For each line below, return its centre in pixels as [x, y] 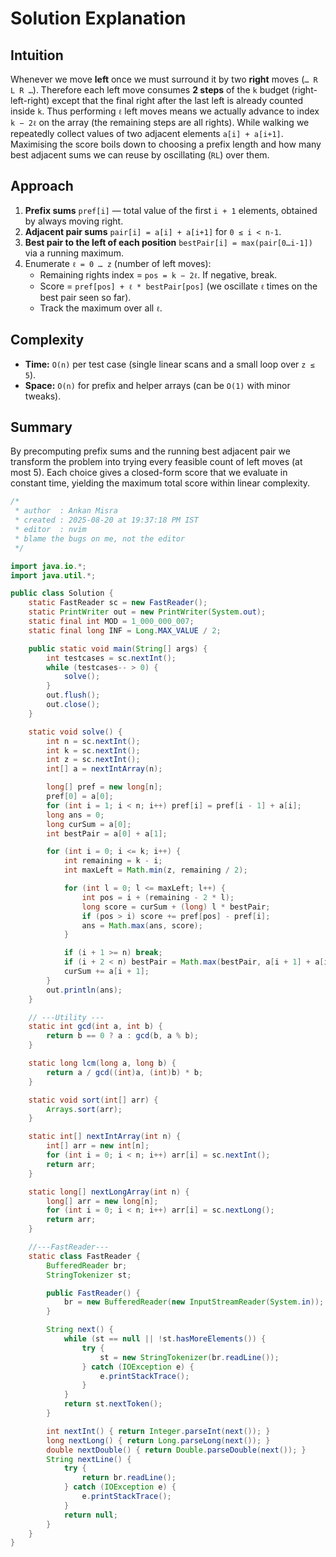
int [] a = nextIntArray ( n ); [104, 769]
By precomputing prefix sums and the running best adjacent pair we [150, 451]
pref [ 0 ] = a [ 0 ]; [80, 797]
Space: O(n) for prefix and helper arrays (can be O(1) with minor [157, 385]
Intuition [37, 55]
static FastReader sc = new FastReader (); [118, 603]
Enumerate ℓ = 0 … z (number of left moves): [118, 263]
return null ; [90, 1515]
